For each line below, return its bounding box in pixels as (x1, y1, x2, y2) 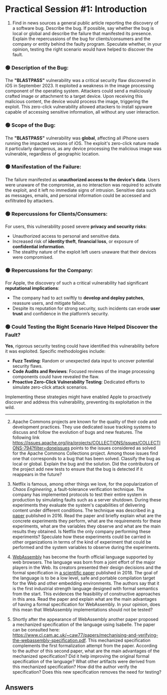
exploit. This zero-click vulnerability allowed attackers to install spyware (5, 104, 153, 110)
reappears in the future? (12, 471, 62, 477)
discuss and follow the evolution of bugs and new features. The (12, 429, 143, 435)
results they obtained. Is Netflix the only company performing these (12, 528, 151, 534)
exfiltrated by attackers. (5, 198, 54, 204)
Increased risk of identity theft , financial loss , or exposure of (12, 238, 139, 244)
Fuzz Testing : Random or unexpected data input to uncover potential (12, 357, 154, 363)
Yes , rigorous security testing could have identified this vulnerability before (5, 343, 159, 348)
